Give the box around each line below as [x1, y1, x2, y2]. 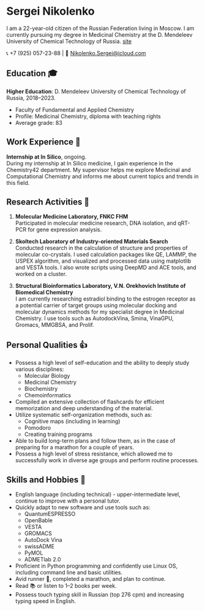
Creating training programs [24, 430, 93, 438]
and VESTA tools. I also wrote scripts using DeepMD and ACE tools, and [15, 264, 197, 271]
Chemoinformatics [24, 392, 72, 399]
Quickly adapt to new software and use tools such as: [15, 504, 151, 511]
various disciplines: [15, 365, 64, 373]
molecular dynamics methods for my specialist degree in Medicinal [15, 308, 185, 316]
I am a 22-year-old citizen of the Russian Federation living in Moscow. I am [6, 24, 195, 32]
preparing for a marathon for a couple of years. [15, 444, 135, 451]
